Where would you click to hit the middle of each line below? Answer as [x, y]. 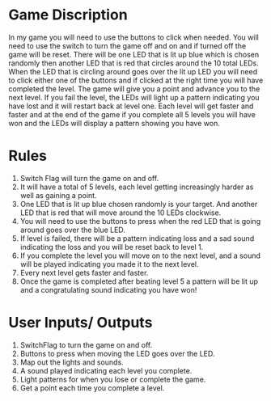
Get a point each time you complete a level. [92, 388]
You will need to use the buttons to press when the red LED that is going [140, 221]
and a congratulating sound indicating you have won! [108, 289]
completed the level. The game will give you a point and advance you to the [134, 89]
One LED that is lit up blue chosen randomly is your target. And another [139, 204]
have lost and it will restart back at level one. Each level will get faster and [131, 106]
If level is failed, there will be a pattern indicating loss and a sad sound [137, 238]
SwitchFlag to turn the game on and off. [86, 344]
